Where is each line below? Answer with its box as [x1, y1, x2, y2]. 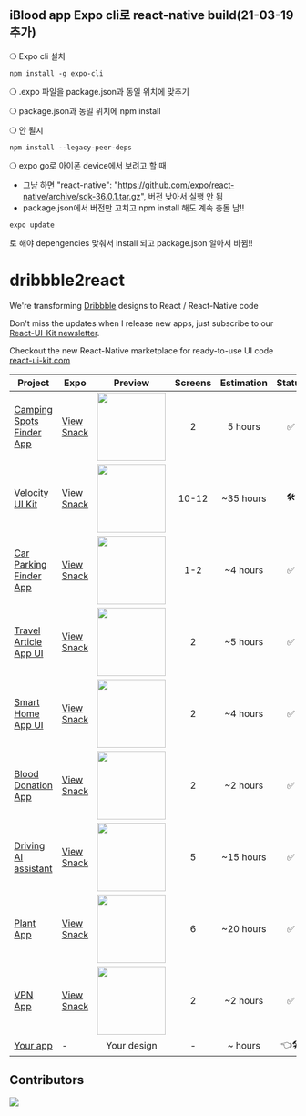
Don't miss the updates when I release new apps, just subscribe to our [9, 317, 274, 329]
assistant [14, 862, 53, 875]
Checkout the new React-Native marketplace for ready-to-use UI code [9, 344, 274, 356]
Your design [106, 1039, 158, 1052]
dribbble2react [9, 271, 126, 291]
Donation [14, 779, 53, 792]
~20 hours [221, 922, 267, 935]
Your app [14, 1039, 53, 1052]
